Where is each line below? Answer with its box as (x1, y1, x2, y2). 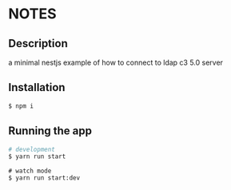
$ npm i (8, 101, 34, 110)
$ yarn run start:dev (8, 174, 81, 182)
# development (8, 145, 56, 153)
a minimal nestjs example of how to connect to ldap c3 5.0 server (8, 57, 224, 67)
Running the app (8, 125, 92, 138)
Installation (8, 81, 66, 94)
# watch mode (8, 167, 52, 176)
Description (8, 37, 68, 50)
